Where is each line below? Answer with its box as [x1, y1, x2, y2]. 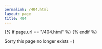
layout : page [4, 12, 31, 16]
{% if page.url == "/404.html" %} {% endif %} [4, 29, 97, 35]
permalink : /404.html [4, 7, 49, 12]
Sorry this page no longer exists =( [4, 38, 75, 44]
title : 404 [4, 16, 27, 21]
